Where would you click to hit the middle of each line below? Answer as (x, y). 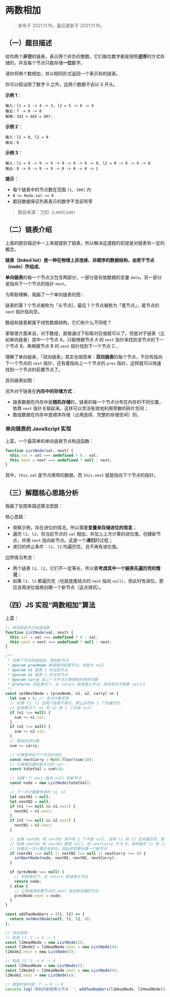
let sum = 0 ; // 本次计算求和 (39, 698)
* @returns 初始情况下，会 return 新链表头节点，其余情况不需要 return (76, 684)
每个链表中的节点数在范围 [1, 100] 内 (52, 189)
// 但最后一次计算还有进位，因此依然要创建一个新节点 (58, 848)
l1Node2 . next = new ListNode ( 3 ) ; (40, 952)
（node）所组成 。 (24, 266)
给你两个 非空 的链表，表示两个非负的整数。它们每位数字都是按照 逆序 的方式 (83, 56)
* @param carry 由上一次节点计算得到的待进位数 (53, 680)
